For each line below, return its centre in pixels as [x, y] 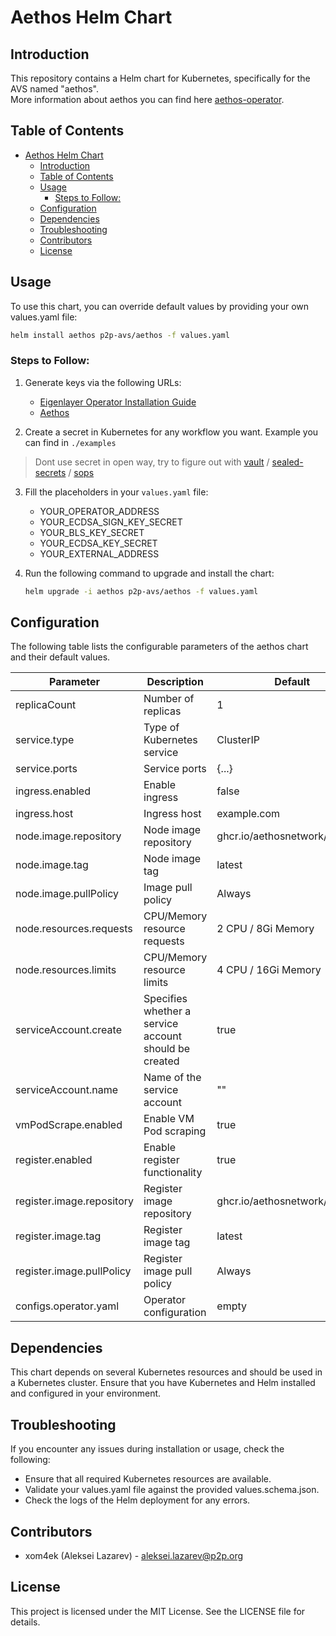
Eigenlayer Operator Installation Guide [118, 402]
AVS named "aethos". [54, 89]
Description [175, 682]
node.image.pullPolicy [67, 894]
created [161, 1061]
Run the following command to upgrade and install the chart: [149, 573]
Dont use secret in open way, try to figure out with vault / [152, 462]
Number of [169, 699]
